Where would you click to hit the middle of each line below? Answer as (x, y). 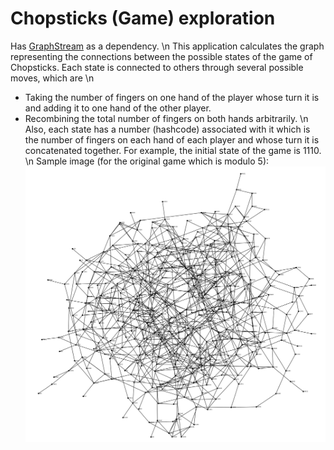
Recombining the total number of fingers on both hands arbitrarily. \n (166, 118)
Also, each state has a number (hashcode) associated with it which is (167, 129)
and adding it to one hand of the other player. (118, 108)
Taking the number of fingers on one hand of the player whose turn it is (172, 97)
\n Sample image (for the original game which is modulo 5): (147, 161)
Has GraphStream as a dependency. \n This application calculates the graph (167, 46)
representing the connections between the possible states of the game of (161, 56)
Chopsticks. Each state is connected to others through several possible (157, 67)
